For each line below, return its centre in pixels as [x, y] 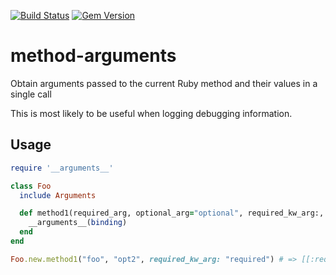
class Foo [31, 186]
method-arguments [93, 56]
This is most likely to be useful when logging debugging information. [151, 113]
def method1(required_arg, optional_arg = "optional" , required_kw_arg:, [172, 213]
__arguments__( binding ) [78, 223]
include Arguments [58, 195]
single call [31, 94]
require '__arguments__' [62, 168]
